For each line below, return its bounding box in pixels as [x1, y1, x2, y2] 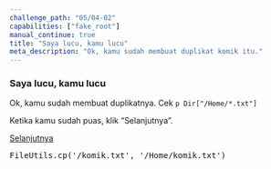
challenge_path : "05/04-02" [9, 13, 117, 23]
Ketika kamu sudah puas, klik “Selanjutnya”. [9, 115, 173, 126]
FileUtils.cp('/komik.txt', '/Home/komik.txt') [9, 151, 226, 161]
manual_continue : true [9, 30, 96, 39]
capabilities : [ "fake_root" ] [9, 22, 120, 31]
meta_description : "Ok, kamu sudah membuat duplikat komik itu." [9, 47, 263, 56]
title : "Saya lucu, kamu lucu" [9, 38, 129, 48]
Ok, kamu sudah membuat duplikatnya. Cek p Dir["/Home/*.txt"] [9, 97, 257, 109]
